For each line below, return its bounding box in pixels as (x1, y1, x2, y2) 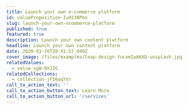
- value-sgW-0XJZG (11, 65, 59, 71)
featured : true (6, 31, 45, 38)
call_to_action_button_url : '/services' (6, 93, 110, 99)
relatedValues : (6, 59, 45, 65)
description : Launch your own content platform (6, 37, 129, 43)
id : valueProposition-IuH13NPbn (6, 15, 88, 21)
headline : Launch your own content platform (6, 43, 120, 49)
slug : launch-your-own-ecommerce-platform (6, 20, 115, 26)
